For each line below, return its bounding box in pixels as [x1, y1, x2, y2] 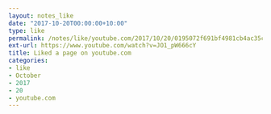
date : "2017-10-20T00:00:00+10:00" [8, 19, 128, 27]
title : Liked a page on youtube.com [8, 49, 131, 57]
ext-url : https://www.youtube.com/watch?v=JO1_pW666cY [8, 42, 197, 50]
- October [8, 71, 42, 79]
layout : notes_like [8, 11, 74, 20]
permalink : [8, 34, 45, 43]
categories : [8, 57, 48, 65]
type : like [8, 26, 45, 35]
